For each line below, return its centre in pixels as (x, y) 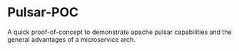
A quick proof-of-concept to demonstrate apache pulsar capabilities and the (119, 32)
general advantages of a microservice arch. (71, 39)
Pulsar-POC (43, 12)
